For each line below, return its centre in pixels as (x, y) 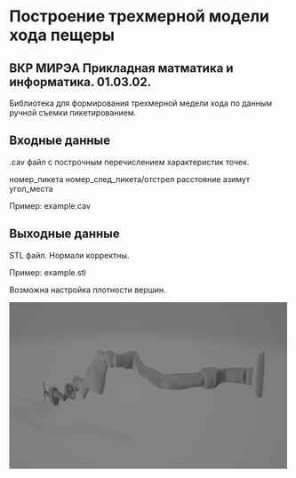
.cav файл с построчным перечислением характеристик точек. (129, 162)
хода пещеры (62, 35)
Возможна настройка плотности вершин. (88, 290)
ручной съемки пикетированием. (73, 112)
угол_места (31, 188)
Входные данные (60, 141)
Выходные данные (64, 234)
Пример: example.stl (48, 272)
